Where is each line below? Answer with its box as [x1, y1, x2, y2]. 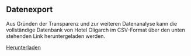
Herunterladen [6, 44, 41, 51]
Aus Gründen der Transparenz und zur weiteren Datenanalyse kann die [6, 20, 178, 27]
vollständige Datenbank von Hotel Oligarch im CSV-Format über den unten [6, 26, 186, 33]
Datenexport [6, 5, 53, 15]
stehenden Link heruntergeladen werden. [6, 32, 106, 40]
